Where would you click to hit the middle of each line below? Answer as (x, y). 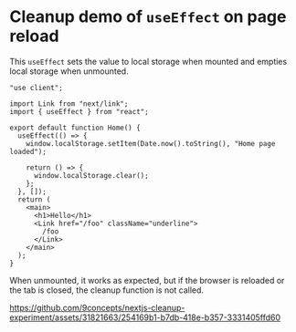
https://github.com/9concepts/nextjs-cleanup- (97, 307)
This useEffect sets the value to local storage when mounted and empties (148, 61)
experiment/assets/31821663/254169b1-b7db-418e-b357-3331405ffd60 (145, 317)
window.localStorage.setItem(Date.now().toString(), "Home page (151, 143)
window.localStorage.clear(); (91, 175)
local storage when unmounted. (69, 71)
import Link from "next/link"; (69, 104)
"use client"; (37, 88)
